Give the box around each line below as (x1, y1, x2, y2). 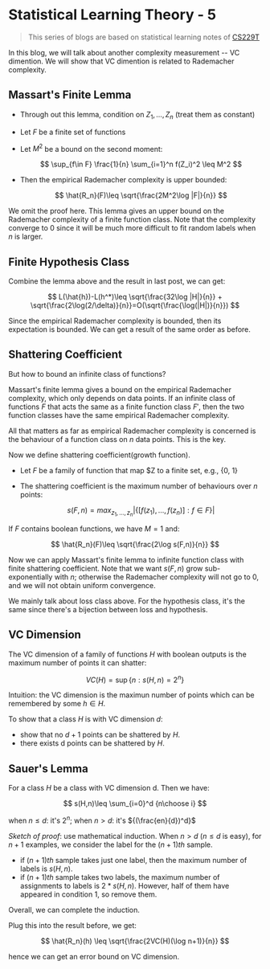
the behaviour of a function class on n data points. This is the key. (8, 434, 227, 444)
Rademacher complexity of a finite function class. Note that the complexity (8, 215, 256, 224)
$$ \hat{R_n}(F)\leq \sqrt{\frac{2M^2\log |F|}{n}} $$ (55, 190, 227, 200)
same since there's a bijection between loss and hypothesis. (8, 604, 208, 614)
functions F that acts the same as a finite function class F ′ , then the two (8, 402, 245, 411)
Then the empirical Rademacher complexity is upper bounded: (19, 175, 227, 185)
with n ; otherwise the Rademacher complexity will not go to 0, (54, 572, 260, 582)
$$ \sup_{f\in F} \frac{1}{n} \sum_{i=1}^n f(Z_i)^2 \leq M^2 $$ (39, 159, 243, 170)
